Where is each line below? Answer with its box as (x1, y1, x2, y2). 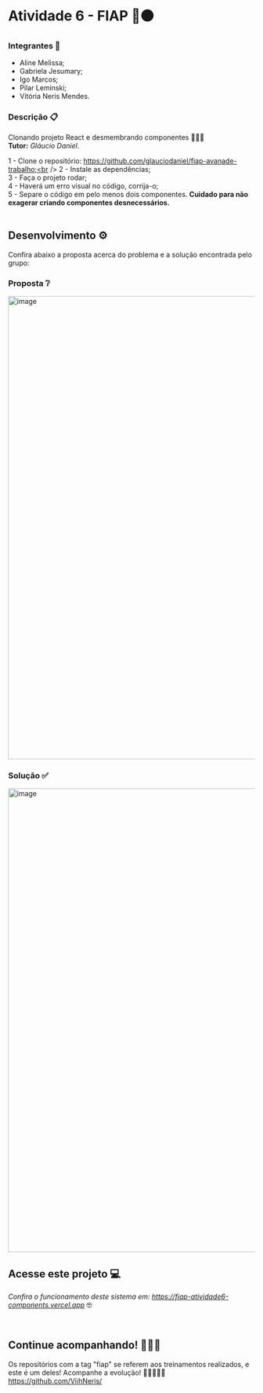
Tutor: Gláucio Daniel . (8, 141, 80, 150)
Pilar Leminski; (19, 83, 67, 93)
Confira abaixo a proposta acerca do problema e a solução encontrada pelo (8, 250, 253, 259)
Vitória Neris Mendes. (19, 92, 90, 101)
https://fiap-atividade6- (151, 1292, 229, 1301)
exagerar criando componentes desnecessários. (8, 198, 170, 207)
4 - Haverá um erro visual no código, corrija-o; (8, 181, 159, 190)
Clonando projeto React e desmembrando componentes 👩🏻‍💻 (8, 132, 205, 142)
